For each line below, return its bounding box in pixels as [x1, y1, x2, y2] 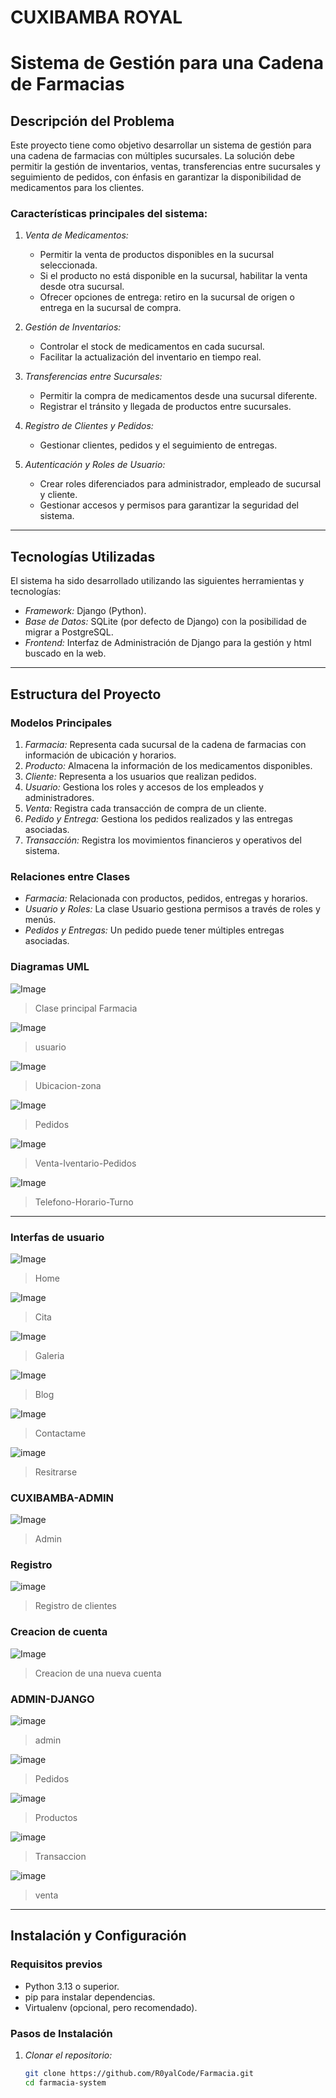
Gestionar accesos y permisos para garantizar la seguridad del [39, 499, 299, 511]
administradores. [24, 791, 95, 803]
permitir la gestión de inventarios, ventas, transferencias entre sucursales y [10, 161, 321, 173]
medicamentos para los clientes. [10, 182, 145, 194]
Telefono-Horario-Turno [34, 1196, 134, 1208]
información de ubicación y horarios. [24, 749, 177, 761]
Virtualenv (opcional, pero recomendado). [24, 2001, 198, 2013]
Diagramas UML [10, 960, 90, 974]
